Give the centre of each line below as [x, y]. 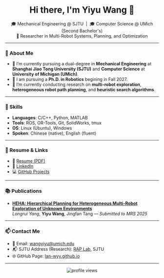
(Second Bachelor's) [82, 31]
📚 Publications [24, 191]
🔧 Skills [14, 107]
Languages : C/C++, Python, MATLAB [50, 118]
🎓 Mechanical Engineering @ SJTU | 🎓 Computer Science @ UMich [82, 23]
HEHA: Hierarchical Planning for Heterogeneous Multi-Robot [75, 203]
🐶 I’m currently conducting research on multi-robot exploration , [77, 84]
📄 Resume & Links [27, 150]
